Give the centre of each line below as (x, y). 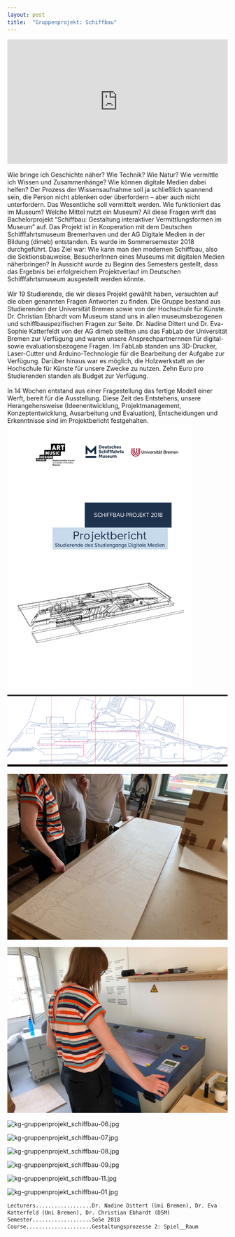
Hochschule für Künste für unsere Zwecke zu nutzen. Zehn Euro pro (106, 369)
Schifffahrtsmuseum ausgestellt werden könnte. (76, 279)
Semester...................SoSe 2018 (64, 1219)
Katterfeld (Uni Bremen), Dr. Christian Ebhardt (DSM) (89, 1212)
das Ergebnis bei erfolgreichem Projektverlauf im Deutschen (94, 271)
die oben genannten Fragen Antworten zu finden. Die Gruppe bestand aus (114, 301)
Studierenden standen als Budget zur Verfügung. (78, 376)
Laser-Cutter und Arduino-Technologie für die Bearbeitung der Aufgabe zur (116, 353)
